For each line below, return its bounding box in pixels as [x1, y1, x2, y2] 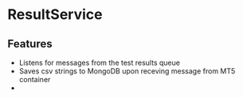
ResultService [7, 6, 103, 24]
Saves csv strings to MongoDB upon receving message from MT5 [18, 66, 236, 76]
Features [7, 37, 53, 51]
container [18, 75, 51, 84]
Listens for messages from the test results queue [18, 58, 181, 67]
